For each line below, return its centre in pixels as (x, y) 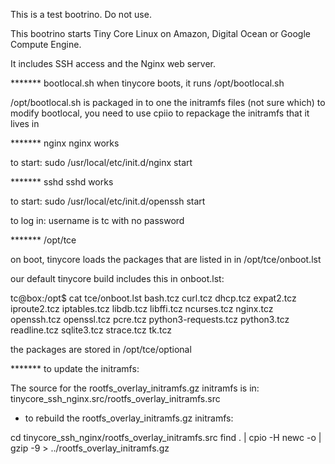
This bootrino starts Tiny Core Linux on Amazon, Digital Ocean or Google (160, 33)
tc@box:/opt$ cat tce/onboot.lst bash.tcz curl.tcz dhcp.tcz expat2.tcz (153, 298)
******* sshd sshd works (62, 182)
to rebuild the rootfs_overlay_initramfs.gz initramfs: (129, 418)
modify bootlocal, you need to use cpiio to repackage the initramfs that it (160, 113)
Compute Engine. (46, 44)
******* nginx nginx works (65, 143)
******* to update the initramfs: (75, 368)
